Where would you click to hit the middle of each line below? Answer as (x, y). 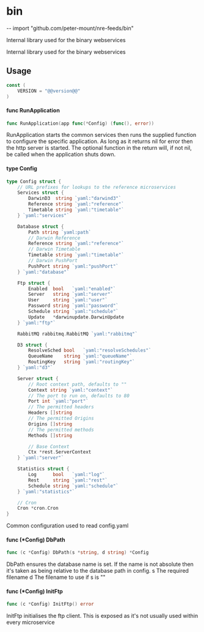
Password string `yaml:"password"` (74, 306)
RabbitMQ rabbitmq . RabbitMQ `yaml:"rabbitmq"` (78, 334)
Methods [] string (50, 435)
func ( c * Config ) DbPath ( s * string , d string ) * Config (78, 553)
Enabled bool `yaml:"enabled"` (72, 288)
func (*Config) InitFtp (35, 591)
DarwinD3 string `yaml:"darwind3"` (75, 199)
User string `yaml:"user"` (68, 300)
